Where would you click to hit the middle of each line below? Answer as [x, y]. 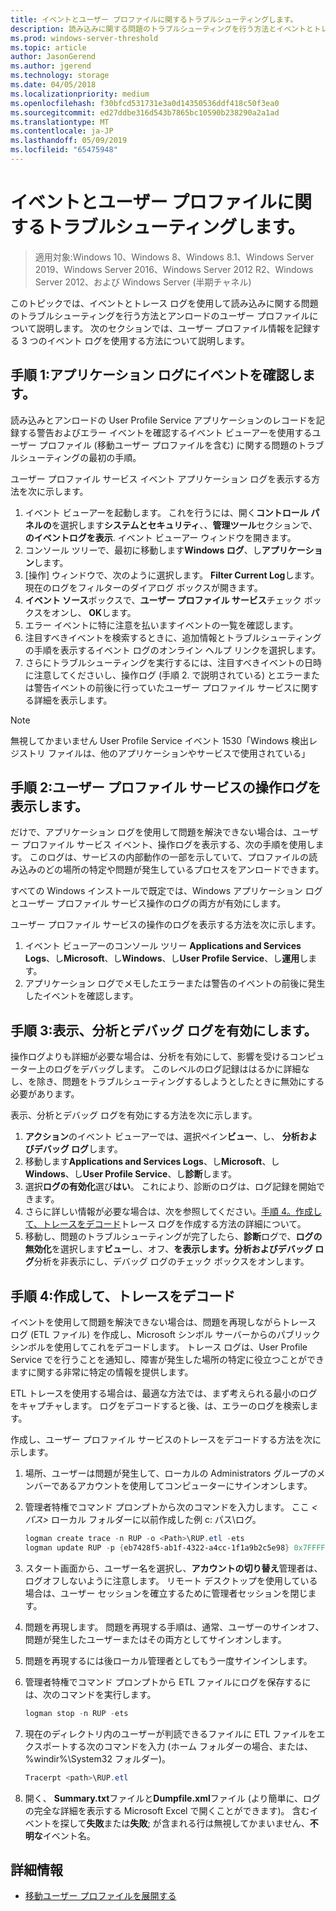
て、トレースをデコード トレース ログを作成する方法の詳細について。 [165, 1224]
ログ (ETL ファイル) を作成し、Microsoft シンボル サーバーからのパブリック [165, 1335]
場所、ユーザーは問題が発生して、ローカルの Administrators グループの [170, 1473]
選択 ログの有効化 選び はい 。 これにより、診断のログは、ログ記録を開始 [170, 1187]
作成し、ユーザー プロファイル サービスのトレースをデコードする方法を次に [166, 1440]
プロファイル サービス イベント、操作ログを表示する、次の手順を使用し [168, 845]
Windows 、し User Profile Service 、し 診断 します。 [130, 1174]
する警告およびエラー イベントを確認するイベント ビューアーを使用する [165, 432]
